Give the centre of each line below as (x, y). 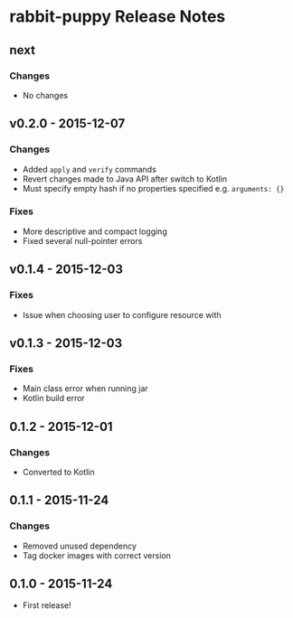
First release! (47, 605)
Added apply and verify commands (89, 169)
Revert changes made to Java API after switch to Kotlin (125, 179)
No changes (45, 95)
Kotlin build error (54, 398)
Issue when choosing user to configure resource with (122, 314)
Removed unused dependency (80, 546)
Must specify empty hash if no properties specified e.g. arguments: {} (153, 188)
